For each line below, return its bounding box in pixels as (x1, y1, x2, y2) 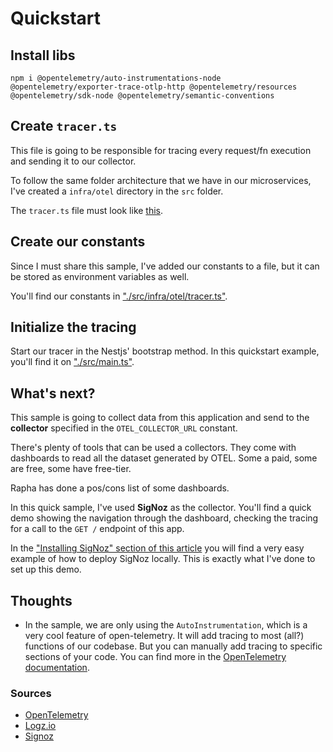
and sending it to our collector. (10, 155, 137, 167)
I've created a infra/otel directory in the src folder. (10, 185, 224, 197)
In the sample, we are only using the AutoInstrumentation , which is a (24, 619, 308, 631)
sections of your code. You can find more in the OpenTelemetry (24, 651, 287, 663)
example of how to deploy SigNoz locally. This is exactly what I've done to (10, 553, 316, 565)
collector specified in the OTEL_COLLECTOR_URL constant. (10, 422, 238, 434)
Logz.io (24, 720, 57, 732)
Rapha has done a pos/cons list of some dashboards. (10, 482, 230, 494)
